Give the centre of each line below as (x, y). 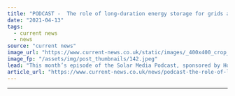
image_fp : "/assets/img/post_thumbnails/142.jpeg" (83, 59)
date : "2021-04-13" (36, 20)
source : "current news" (42, 46)
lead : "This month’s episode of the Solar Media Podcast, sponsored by (114, 65)
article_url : (26, 72)
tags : (15, 26)
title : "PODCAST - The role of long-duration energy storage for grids (115, 14)
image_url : (23, 53)
